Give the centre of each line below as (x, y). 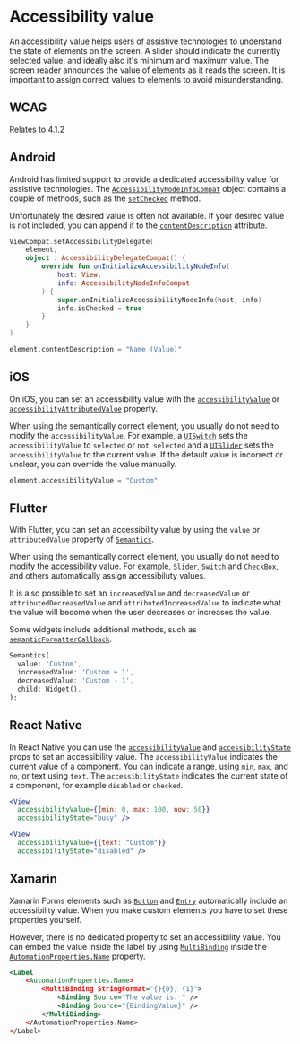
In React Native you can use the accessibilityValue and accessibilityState (150, 747)
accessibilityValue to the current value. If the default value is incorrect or (146, 454)
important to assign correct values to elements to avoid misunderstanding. (146, 79)
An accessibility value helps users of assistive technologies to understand (146, 41)
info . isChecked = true (99, 308)
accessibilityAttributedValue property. (84, 408)
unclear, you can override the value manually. (93, 464)
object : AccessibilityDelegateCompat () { (106, 258)
